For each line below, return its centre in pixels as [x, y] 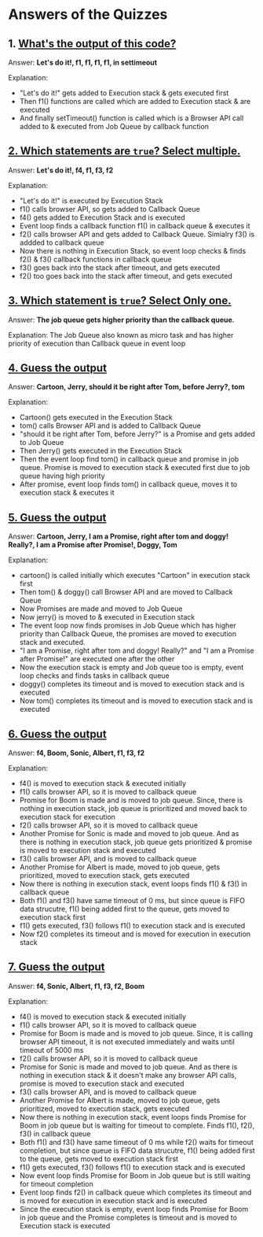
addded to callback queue [62, 243]
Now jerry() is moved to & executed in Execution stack [107, 617]
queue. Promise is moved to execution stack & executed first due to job [135, 468]
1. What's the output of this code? [92, 44]
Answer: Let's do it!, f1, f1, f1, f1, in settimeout [83, 62]
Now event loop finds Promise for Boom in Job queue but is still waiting [135, 1176]
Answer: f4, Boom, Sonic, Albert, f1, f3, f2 [77, 753]
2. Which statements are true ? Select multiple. [124, 151]
